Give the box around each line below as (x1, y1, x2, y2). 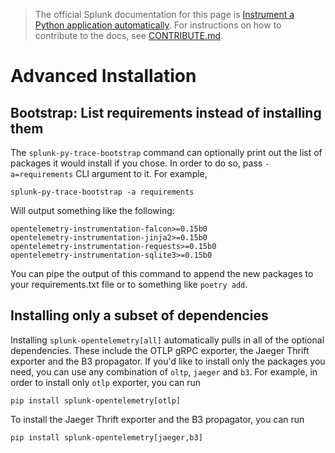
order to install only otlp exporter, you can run (10, 376, 202, 388)
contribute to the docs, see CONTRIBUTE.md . (34, 30, 224, 41)
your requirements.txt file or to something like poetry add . (10, 279, 248, 290)
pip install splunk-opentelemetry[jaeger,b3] (10, 432, 203, 443)
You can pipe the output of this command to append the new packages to (10, 268, 314, 279)
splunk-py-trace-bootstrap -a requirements (10, 187, 195, 197)
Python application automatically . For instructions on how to (34, 19, 282, 31)
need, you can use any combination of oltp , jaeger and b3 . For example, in (10, 365, 318, 378)
